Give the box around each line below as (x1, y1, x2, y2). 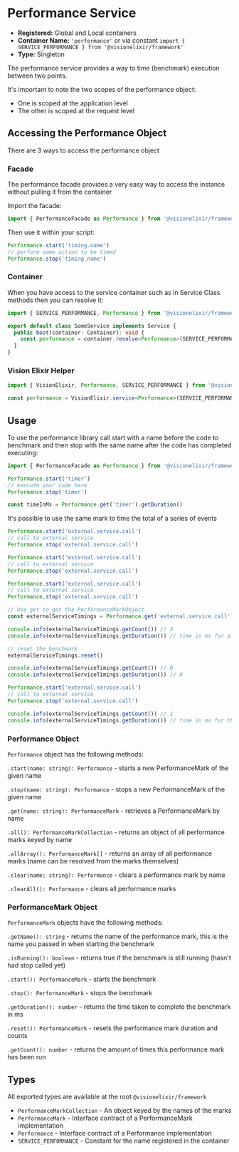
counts (7, 1032, 28, 1040)
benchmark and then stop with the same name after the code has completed (7, 440, 232, 450)
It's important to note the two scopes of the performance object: (7, 85, 196, 93)
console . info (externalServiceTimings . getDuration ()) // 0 (7, 671, 183, 678)
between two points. (7, 71, 68, 80)
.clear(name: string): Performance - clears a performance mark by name (7, 871, 225, 879)
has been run (7, 1053, 46, 1062)
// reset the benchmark (7, 645, 78, 653)
